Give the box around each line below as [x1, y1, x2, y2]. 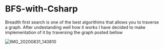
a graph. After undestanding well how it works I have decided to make [5, 24, 145, 30]
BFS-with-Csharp [5, 3, 78, 14]
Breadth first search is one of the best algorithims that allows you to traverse [5, 19, 159, 25]
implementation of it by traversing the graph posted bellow [5, 29, 123, 35]
